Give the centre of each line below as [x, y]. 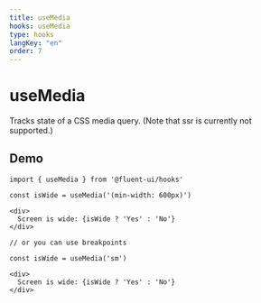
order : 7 [26, 51]
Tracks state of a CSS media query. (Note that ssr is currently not [131, 121]
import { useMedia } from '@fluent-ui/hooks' [96, 179]
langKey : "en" [36, 43]
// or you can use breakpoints [68, 243]
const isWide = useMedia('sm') [68, 258]
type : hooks [32, 34]
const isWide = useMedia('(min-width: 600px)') [101, 195]
